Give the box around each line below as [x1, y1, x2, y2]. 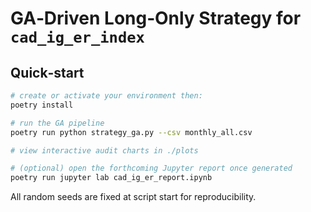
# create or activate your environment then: [10, 91, 203, 101]
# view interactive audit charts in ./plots [10, 145, 199, 156]
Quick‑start [10, 64, 85, 81]
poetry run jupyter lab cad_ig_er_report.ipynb [10, 173, 213, 183]
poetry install [10, 100, 74, 110]
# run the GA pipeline [10, 118, 105, 128]
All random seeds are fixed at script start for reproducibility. [10, 191, 257, 203]
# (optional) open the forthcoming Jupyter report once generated [10, 163, 293, 174]
